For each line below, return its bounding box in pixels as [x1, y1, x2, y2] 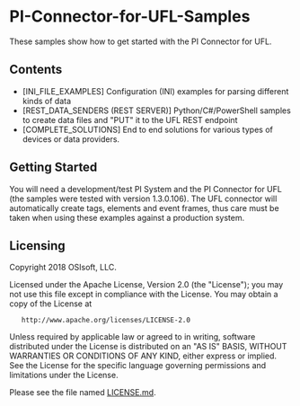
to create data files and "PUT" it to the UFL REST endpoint [22, 114, 238, 125]
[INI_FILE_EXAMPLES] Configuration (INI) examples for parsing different [22, 85, 289, 96]
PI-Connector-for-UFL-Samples [9, 6, 251, 27]
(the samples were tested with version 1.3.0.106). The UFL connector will [9, 193, 278, 204]
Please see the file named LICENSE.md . [9, 387, 156, 398]
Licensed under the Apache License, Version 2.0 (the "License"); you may [9, 279, 284, 290]
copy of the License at [9, 298, 93, 309]
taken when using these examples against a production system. [9, 212, 245, 223]
